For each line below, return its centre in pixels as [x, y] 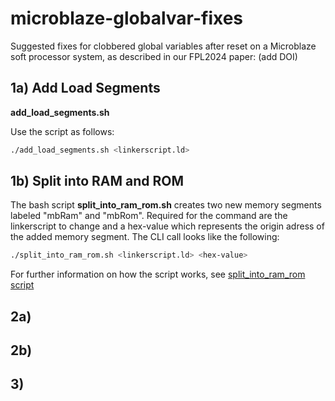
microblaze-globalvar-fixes [127, 18]
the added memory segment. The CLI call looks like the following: [145, 237]
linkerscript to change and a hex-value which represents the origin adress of [167, 226]
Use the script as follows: [62, 131]
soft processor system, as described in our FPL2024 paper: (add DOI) [154, 56]
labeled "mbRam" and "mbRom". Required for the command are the [149, 216]
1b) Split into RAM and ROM [97, 181]
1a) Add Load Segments [85, 88]
